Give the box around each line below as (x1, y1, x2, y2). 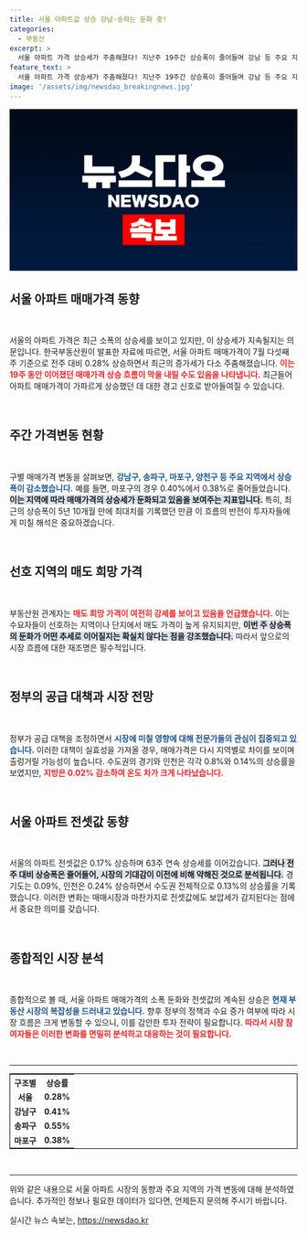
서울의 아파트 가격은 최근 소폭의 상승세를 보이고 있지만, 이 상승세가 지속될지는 (9, 335, 285, 346)
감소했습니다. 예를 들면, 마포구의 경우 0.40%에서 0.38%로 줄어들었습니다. (26, 483, 291, 494)
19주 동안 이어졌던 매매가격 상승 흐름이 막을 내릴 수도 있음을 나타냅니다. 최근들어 (9, 369, 292, 380)
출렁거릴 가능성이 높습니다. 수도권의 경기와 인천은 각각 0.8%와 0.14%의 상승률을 (9, 755, 296, 767)
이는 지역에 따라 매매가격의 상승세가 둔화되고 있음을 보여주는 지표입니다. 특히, (9, 494, 283, 505)
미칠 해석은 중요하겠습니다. (18, 516, 115, 527)
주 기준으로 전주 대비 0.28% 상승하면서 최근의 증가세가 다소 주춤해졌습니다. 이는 (9, 357, 295, 369)
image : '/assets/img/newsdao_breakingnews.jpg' (9, 82, 195, 91)
